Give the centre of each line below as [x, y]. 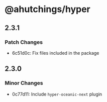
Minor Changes [24, 83]
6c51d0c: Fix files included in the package [56, 53]
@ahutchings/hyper [48, 9]
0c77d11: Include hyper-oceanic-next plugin [57, 94]
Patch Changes [24, 42]
